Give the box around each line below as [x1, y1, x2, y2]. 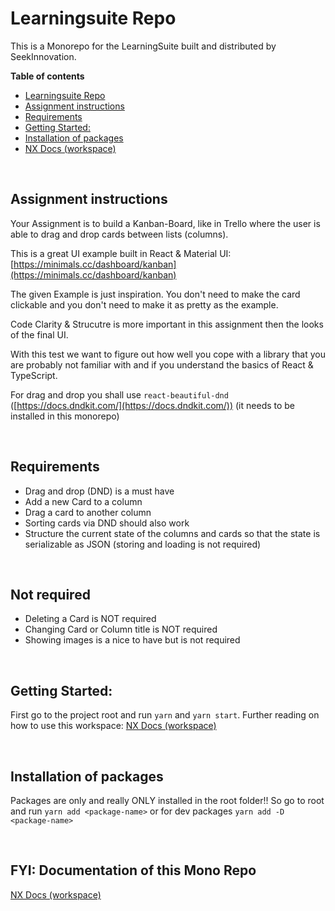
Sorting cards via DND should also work [24, 517, 190, 529]
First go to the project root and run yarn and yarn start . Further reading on [10, 709, 320, 721]
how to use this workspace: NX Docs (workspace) [10, 720, 217, 732]
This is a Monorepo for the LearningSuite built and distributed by [10, 40, 277, 52]
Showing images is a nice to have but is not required [24, 634, 241, 646]
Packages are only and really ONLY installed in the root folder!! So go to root [10, 795, 325, 806]
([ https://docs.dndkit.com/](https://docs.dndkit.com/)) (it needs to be [10, 399, 296, 411]
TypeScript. [10, 369, 58, 381]
